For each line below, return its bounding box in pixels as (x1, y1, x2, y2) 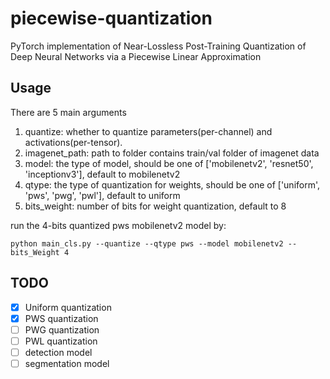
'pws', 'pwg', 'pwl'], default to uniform (24, 189, 181, 201)
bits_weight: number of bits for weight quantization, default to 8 (24, 200, 287, 212)
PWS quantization (24, 312, 99, 324)
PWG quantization (24, 323, 100, 336)
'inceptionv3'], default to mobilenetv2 (24, 168, 181, 180)
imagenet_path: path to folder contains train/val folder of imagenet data (24, 147, 320, 159)
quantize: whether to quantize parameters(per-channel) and (24, 125, 273, 137)
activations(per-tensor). (24, 136, 123, 148)
